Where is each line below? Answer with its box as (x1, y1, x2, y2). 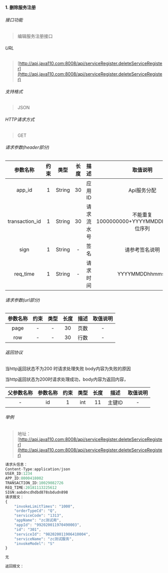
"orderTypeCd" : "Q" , (14, 508, 57, 513)
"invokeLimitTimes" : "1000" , (14, 504, 75, 509)
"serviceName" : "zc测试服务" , (14, 536, 74, 541)
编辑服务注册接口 (17, 33, 53, 39)
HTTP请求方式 (5, 117, 35, 123)
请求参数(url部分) (5, 297, 40, 303)
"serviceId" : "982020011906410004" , (14, 531, 91, 537)
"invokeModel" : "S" (14, 541, 55, 546)
